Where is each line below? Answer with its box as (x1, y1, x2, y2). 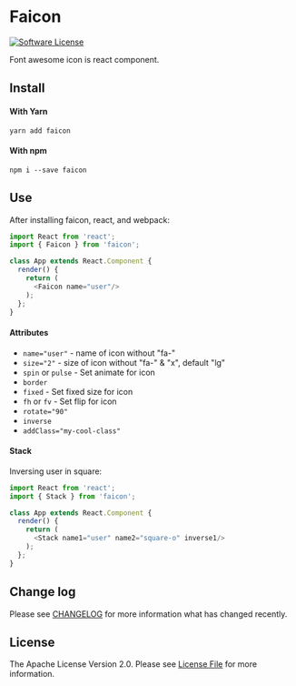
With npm (9, 146, 47, 156)
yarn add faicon (9, 126, 71, 136)
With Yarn (9, 106, 48, 116)
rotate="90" (22, 407, 68, 416)
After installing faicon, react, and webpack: (9, 214, 171, 225)
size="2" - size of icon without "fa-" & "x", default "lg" (22, 357, 225, 368)
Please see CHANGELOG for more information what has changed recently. (9, 608, 288, 620)
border (22, 378, 48, 388)
